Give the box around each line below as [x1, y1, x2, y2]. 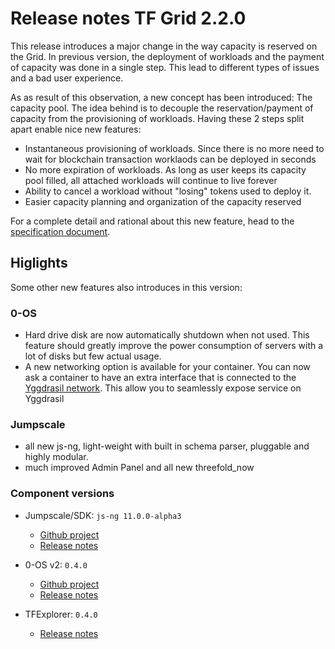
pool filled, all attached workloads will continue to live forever [24, 174, 278, 186]
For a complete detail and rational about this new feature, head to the [10, 215, 295, 227]
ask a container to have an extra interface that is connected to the [24, 372, 297, 384]
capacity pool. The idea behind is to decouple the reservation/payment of [10, 102, 314, 114]
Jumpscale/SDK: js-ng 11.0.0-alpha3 [24, 509, 182, 521]
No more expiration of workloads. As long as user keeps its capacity [24, 163, 307, 176]
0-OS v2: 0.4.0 [24, 558, 88, 571]
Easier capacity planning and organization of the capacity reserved [24, 195, 302, 207]
